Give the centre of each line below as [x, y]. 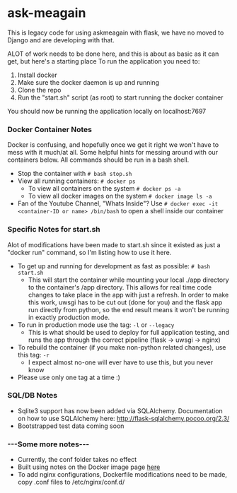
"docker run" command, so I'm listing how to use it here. [89, 252]
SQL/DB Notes [33, 396]
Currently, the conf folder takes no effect [77, 460]
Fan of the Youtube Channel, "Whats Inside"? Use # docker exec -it [118, 203]
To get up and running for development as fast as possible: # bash [114, 266]
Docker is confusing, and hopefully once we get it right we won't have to [113, 145]
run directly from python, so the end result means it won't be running [129, 309]
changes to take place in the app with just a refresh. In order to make [128, 295]
